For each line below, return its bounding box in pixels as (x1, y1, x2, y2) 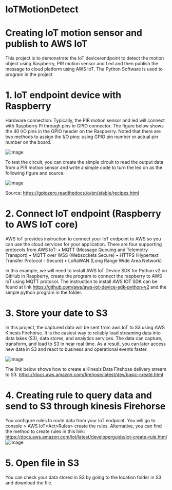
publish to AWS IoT (5, 38, 88, 50)
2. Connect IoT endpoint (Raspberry (5, 208, 162, 219)
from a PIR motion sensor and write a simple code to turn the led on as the (5, 164, 163, 171)
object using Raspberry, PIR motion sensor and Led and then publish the (5, 61, 159, 67)
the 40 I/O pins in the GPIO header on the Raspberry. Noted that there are (5, 128, 161, 135)
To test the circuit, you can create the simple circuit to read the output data (5, 159, 164, 165)
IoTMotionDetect (5, 4, 79, 15)
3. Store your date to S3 (5, 307, 108, 319)
